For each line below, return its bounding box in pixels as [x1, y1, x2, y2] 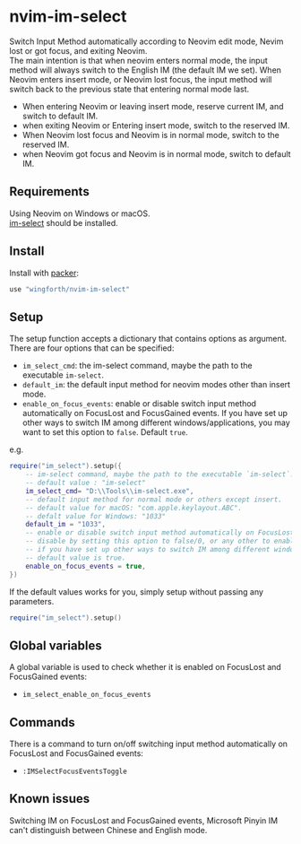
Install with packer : [9, 267, 79, 278]
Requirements [9, 184, 90, 199]
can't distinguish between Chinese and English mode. [9, 824, 208, 835]
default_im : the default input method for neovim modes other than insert [21, 379, 291, 390]
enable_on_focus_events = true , [25, 561, 146, 570]
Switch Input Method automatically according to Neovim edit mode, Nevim [9, 36, 284, 47]
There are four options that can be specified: [9, 343, 175, 353]
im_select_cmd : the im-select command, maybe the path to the [21, 361, 253, 371]
